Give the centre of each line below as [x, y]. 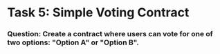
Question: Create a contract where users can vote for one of [110, 34]
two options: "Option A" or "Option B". [73, 42]
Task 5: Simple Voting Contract [98, 13]
